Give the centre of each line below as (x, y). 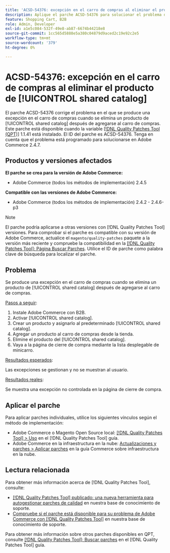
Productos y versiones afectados (59, 161)
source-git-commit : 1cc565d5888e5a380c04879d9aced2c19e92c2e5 (72, 33)
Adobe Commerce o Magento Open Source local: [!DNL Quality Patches (88, 433)
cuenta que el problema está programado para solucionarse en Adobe (78, 139)
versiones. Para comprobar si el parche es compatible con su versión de (81, 233)
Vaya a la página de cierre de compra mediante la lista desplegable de (86, 345)
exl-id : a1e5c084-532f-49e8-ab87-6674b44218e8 (55, 29)
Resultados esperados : (29, 360)
